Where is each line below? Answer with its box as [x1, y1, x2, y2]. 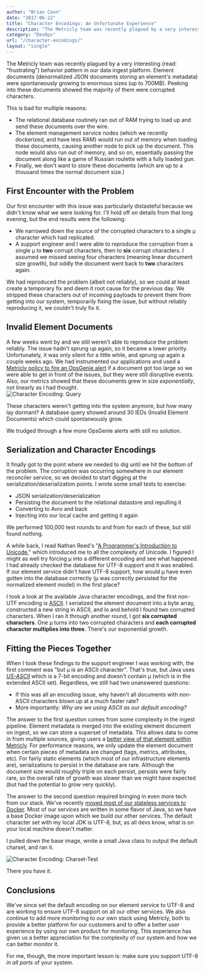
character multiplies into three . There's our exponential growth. [6, 625, 168, 633]
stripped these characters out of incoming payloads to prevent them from [6, 291, 191, 298]
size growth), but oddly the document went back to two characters [15, 260, 184, 267]
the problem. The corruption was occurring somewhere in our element [6, 467, 184, 475]
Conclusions [6, 885, 56, 895]
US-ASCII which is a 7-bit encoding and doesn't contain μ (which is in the [6, 672, 191, 680]
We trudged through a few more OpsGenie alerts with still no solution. [6, 427, 182, 434]
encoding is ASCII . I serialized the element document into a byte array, [18, 600, 195, 607]
